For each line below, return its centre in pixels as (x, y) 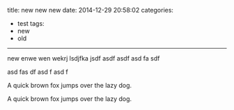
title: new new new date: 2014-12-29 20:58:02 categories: (91, 10)
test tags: (31, 23)
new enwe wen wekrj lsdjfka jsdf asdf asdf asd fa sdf (84, 58)
